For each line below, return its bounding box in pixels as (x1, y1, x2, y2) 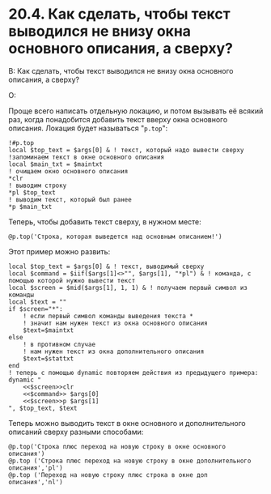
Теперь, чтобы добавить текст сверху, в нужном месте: (8, 216, 202, 227)
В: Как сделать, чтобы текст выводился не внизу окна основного (8, 66, 234, 75)
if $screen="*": (8, 304, 63, 313)
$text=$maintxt (23, 326, 74, 334)
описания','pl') (8, 463, 63, 472)
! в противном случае (23, 340, 95, 348)
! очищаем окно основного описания (8, 167, 129, 175)
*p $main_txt (8, 202, 53, 211)
